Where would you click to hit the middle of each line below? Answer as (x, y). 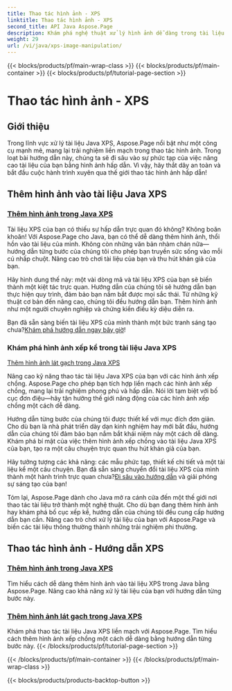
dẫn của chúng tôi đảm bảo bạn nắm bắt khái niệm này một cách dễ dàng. (113, 433)
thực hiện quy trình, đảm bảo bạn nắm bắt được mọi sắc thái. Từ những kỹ (113, 294)
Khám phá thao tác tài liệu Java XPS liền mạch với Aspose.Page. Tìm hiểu (112, 631)
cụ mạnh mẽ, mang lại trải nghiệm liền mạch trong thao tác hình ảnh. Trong (114, 150)
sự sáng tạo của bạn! (37, 484)
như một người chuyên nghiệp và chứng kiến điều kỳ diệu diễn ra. (101, 308)
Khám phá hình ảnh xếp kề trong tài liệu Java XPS (92, 347)
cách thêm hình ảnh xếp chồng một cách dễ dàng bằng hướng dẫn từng (110, 638)
